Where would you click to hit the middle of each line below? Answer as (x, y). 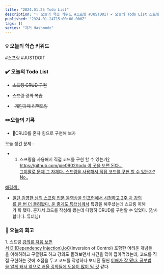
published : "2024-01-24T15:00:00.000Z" (46, 19)
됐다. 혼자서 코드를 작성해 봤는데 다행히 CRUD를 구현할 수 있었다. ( (86, 210)
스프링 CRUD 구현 (29, 85)
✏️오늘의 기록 (20, 120)
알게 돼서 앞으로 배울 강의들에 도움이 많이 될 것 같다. (60, 267)
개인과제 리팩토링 (31, 106)
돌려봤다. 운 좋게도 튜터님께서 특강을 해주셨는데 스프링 (85, 204)
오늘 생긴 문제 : (20, 144)
